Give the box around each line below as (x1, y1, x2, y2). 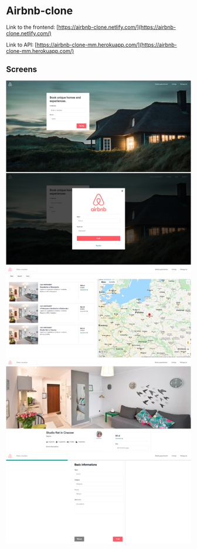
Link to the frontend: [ (6, 24, 59, 31)
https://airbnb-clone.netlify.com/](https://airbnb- (58, 24, 176, 31)
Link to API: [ (6, 41, 37, 48)
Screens (6, 65, 37, 75)
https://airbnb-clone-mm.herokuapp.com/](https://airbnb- (36, 41, 177, 48)
